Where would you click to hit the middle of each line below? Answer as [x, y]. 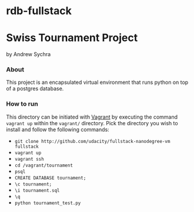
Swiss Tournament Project [72, 38]
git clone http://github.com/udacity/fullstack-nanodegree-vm [92, 141]
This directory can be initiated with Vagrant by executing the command [92, 117]
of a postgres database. [35, 89]
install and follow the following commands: [58, 129]
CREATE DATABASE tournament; [50, 178]
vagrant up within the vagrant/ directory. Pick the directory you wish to [92, 123]
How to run [22, 104]
